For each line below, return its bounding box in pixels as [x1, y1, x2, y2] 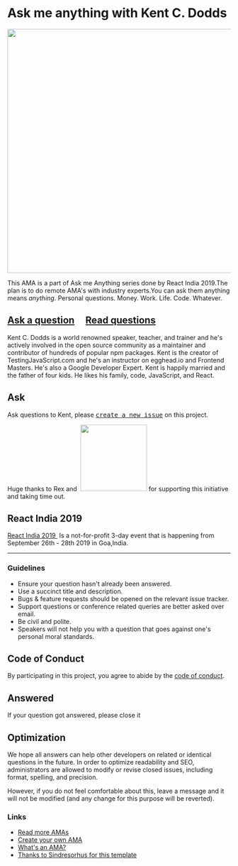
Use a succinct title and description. [17, 587, 123, 596]
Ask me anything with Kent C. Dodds [7, 5, 227, 21]
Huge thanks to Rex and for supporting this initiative [7, 484, 229, 493]
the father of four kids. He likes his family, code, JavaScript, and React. [7, 371, 215, 379]
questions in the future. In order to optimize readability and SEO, [7, 758, 195, 767]
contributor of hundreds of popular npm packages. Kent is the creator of [7, 348, 219, 356]
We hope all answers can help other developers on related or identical [7, 750, 212, 759]
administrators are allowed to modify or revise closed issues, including [7, 765, 213, 774]
